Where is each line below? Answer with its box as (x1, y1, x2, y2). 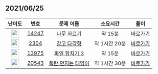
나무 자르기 (56, 30, 82, 37)
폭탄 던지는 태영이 (49, 60, 89, 67)
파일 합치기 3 (54, 50, 84, 57)
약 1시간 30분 (94, 60, 126, 67)
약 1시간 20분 (94, 40, 126, 47)
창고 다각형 (56, 40, 82, 47)
